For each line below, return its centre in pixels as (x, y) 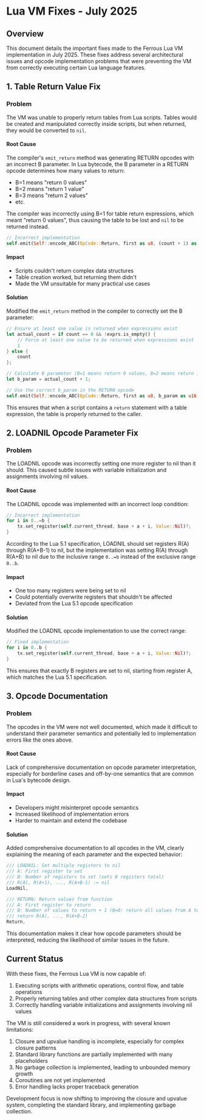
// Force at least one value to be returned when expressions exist (106, 340)
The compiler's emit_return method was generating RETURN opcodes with (100, 158)
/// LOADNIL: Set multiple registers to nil (63, 866)
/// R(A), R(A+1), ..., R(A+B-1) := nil (58, 882)
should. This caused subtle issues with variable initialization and (87, 470)
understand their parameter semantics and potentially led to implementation (101, 733)
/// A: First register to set (45, 871)
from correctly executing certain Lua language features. (76, 68)
